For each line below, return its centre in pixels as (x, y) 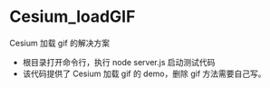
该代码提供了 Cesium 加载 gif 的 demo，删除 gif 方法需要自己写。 (144, 73)
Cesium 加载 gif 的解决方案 (60, 43)
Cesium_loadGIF (72, 17)
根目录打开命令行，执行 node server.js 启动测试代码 (119, 62)
